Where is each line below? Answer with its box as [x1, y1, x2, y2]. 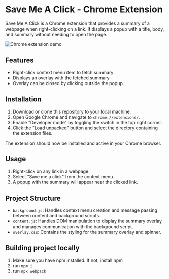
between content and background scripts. [12, 213, 100, 219]
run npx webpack [12, 268, 47, 274]
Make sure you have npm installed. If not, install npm [12, 257, 123, 263]
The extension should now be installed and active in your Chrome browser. [5, 140, 161, 146]
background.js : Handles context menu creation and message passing [12, 207, 157, 213]
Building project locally [5, 243, 80, 253]
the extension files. [12, 130, 53, 136]
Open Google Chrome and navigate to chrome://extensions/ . [12, 114, 140, 120]
